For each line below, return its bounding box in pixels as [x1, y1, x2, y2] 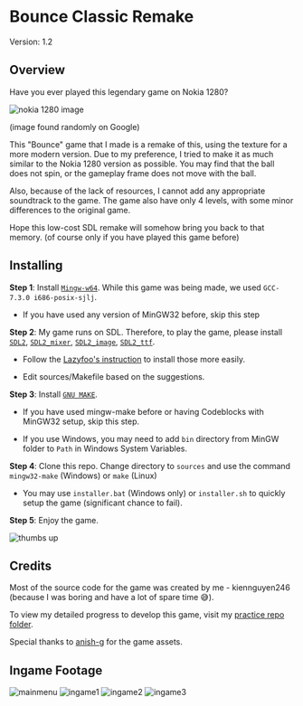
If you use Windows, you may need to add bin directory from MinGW [22, 433, 279, 444]
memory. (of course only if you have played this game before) [9, 231, 240, 242]
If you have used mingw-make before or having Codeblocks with [22, 406, 264, 417]
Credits [9, 558, 52, 573]
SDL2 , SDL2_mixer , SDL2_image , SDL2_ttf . [9, 336, 156, 347]
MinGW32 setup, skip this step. [22, 416, 140, 427]
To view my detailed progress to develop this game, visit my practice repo [9, 609, 285, 620]
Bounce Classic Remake [9, 6, 194, 27]
